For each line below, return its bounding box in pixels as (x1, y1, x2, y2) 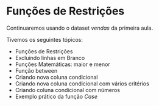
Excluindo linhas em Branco (15, 54, 85, 61)
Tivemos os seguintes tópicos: (6, 36, 83, 43)
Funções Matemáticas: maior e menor (15, 61, 111, 68)
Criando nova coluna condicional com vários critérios (15, 80, 149, 87)
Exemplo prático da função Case (15, 93, 97, 100)
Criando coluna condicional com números (15, 86, 121, 93)
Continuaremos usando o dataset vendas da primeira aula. (6, 24, 154, 31)
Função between (15, 67, 58, 74)
